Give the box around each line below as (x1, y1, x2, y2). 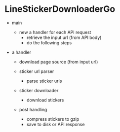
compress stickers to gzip (26, 116, 80, 122)
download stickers (26, 97, 64, 103)
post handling (19, 106, 47, 112)
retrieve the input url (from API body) (26, 34, 102, 40)
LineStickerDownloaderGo (4, 3, 116, 15)
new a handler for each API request (19, 29, 91, 35)
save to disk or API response (26, 121, 85, 127)
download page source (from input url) (19, 59, 98, 65)
